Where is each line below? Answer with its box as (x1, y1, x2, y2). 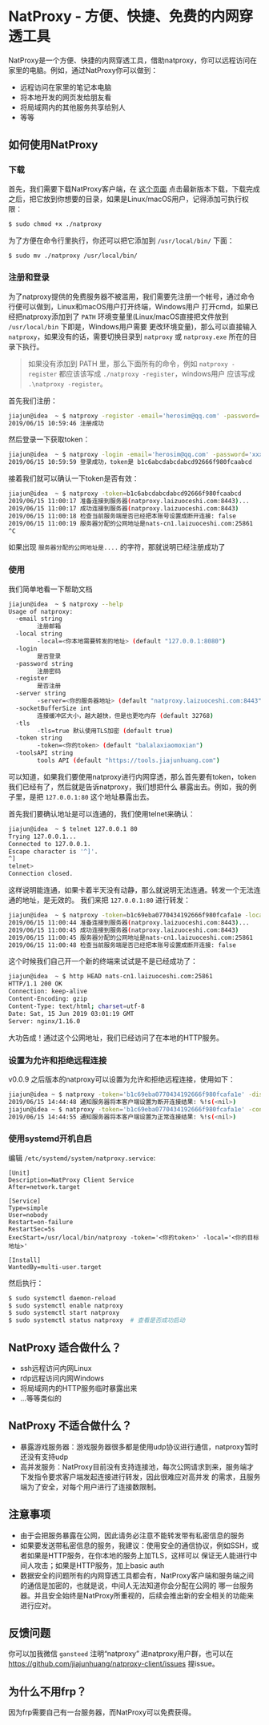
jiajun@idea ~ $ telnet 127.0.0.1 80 (8, 824, 138, 833)
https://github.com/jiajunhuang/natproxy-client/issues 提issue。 (8, 1659, 220, 1669)
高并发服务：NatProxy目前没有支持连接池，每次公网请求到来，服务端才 (19, 1461, 255, 1471)
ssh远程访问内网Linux (19, 1364, 92, 1372)
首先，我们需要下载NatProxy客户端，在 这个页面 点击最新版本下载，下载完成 (8, 183, 260, 193)
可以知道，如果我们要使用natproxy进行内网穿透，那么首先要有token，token (8, 772, 257, 781)
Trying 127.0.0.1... (8, 832, 78, 840)
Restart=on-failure (8, 1218, 74, 1226)
